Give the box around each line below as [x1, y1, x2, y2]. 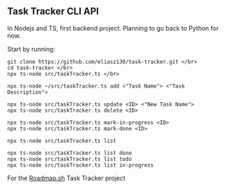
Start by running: [7, 44, 56, 53]
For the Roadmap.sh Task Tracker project [7, 174, 126, 182]
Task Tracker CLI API [7, 6, 99, 17]
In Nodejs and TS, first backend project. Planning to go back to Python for [7, 24, 219, 32]
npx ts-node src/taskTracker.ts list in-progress [7, 161, 154, 169]
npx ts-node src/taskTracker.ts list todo [7, 156, 132, 163]
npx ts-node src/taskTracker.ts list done [7, 149, 132, 156]
